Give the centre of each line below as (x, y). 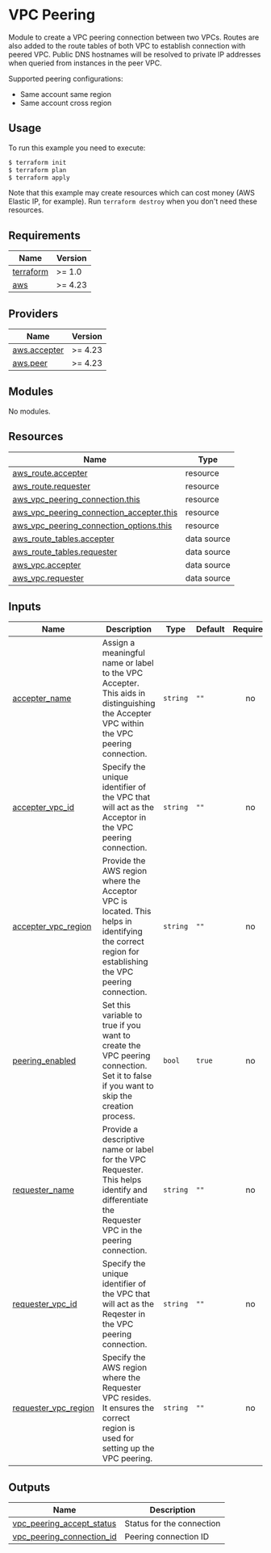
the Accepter (127, 714)
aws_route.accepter (50, 472)
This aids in (124, 694)
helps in (117, 921)
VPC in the (122, 1231)
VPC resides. (127, 1398)
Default (211, 629)
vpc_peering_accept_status (65, 1524)
